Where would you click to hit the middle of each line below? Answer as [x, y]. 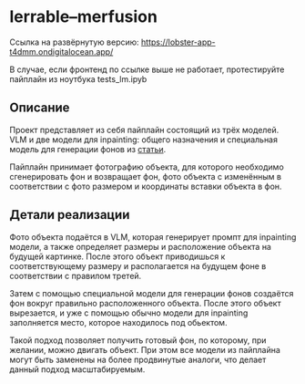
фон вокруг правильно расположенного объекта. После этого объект [145, 303]
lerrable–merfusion [83, 17]
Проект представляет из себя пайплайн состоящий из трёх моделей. [144, 130]
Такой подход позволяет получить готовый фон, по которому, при [138, 340]
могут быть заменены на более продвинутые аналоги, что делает [138, 359]
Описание [40, 108]
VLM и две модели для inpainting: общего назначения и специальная [143, 140]
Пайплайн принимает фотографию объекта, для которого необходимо [147, 167]
